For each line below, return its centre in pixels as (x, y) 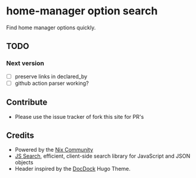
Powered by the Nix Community (54, 150)
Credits (20, 135)
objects (24, 162)
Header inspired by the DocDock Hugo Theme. (73, 169)
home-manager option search (82, 11)
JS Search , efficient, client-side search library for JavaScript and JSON (102, 156)
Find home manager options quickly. (51, 27)
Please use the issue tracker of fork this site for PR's (79, 116)
